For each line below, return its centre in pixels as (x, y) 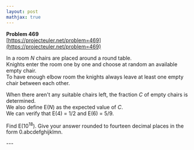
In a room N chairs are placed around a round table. (69, 58)
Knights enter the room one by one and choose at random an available (92, 64)
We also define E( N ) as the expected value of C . (64, 107)
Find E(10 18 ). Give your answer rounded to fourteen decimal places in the (95, 125)
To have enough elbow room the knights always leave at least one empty (95, 77)
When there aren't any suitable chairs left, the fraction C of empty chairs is (97, 94)
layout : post (22, 12)
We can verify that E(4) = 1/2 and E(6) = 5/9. (60, 113)
